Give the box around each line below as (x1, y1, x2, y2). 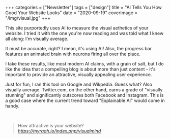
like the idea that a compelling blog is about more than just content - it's (5, 66, 156, 72)
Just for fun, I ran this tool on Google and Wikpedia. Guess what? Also (5, 81, 153, 87)
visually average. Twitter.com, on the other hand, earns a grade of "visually (5, 87, 163, 93)
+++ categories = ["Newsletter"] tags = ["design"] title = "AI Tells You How (5, 5, 162, 10)
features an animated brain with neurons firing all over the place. (5, 51, 141, 57)
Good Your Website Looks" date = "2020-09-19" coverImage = (5, 10, 138, 16)
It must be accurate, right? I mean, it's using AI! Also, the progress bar (5, 46, 152, 51)
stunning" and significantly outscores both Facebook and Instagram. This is (5, 92, 164, 98)
